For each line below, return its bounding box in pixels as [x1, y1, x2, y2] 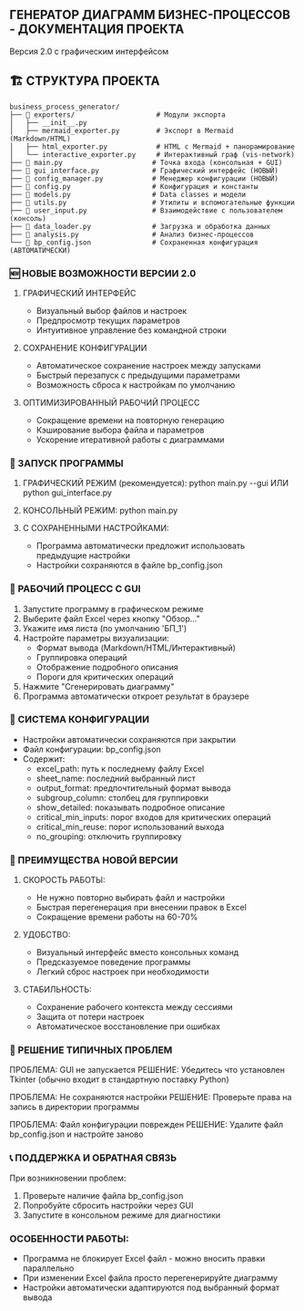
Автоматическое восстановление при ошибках [35, 1021, 221, 1032]
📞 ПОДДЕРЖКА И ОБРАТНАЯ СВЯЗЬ [9, 1151, 177, 1164]
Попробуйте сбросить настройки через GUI [22, 1200, 194, 1211]
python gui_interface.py [22, 487, 112, 498]
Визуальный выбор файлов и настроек [35, 305, 187, 316]
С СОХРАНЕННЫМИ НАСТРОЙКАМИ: [22, 523, 169, 534]
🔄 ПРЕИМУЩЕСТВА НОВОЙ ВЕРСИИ [9, 853, 178, 866]
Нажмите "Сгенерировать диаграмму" [22, 681, 175, 692]
